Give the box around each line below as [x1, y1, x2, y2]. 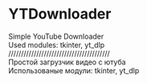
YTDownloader [8, 5, 112, 23]
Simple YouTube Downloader [8, 31, 104, 41]
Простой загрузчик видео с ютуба [8, 57, 126, 67]
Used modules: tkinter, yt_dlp [8, 39, 105, 49]
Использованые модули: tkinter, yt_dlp [8, 65, 140, 75]
